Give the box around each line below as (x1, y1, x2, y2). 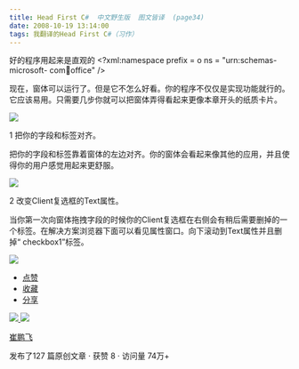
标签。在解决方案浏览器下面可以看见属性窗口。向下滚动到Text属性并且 (16, 226, 275, 237)
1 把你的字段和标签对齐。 (9, 130, 101, 140)
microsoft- (9, 65, 48, 76)
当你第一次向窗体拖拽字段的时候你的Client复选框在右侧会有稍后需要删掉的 (9, 214, 280, 225)
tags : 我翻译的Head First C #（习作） (9, 29, 139, 38)
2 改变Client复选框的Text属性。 (9, 196, 124, 206)
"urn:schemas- (222, 55, 278, 66)
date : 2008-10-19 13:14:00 (9, 21, 109, 30)
